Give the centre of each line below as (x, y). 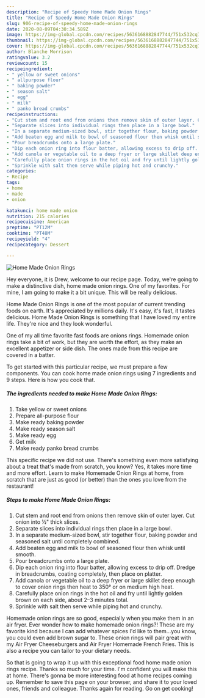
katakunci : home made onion (42, 211)
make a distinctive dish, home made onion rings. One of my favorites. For (98, 285)
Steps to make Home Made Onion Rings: (59, 500)
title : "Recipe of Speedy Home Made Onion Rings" (71, 18)
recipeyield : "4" (28, 239)
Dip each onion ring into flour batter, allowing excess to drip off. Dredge (105, 567)
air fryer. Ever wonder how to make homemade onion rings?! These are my (100, 625)
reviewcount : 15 (27, 63)
